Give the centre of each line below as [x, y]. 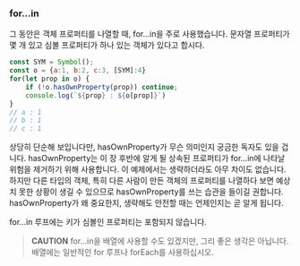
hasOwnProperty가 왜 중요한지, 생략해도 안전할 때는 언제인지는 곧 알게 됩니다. [146, 203]
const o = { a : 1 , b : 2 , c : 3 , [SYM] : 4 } [77, 71]
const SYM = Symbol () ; [51, 62]
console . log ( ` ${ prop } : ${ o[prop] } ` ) [96, 95]
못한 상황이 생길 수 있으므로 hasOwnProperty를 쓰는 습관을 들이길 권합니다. [151, 192]
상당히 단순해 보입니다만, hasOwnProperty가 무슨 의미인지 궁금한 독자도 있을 [144, 147]
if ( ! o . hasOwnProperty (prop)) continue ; [102, 87]
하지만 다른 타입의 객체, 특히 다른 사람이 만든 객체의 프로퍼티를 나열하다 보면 [142, 181]
